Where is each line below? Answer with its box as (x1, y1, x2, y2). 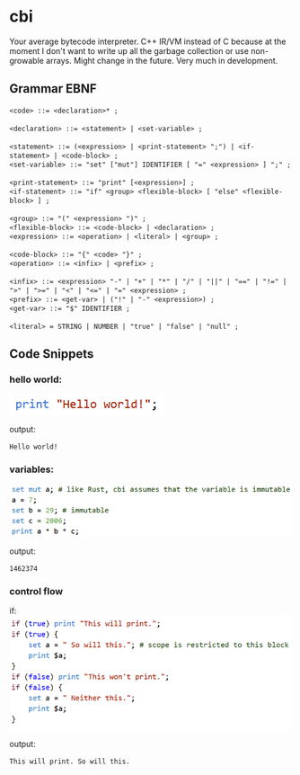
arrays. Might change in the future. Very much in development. (46, 55, 278, 66)
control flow (9, 584, 64, 597)
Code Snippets (9, 346, 94, 361)
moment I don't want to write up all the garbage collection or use (9, 45, 250, 56)
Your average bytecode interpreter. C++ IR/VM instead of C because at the (9, 36, 287, 47)
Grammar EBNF (9, 81, 97, 96)
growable (9, 55, 45, 66)
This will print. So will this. (9, 757, 130, 766)
